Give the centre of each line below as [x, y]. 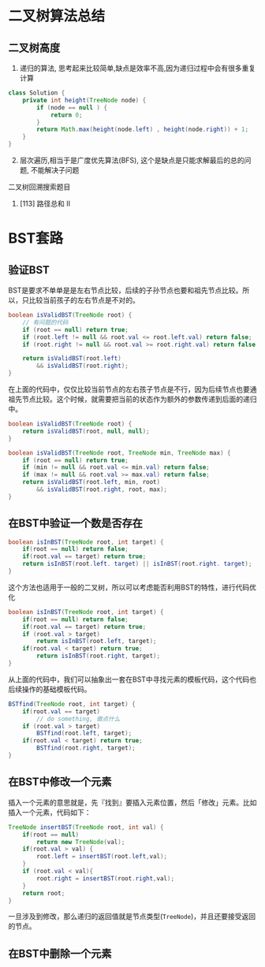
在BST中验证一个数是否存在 [76, 524]
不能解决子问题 [55, 170]
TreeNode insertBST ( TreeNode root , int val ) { [86, 827]
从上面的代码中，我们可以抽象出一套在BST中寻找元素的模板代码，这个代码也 [132, 679]
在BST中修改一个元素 [60, 782]
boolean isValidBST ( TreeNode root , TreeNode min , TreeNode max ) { [119, 453]
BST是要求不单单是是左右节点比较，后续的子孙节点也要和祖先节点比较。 [125, 290]
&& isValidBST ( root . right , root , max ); [102, 489]
